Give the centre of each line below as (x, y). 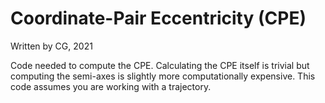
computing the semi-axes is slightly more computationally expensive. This (163, 76)
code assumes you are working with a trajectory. (111, 86)
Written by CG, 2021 (51, 46)
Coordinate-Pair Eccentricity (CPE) (158, 18)
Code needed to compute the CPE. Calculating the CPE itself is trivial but (160, 65)
